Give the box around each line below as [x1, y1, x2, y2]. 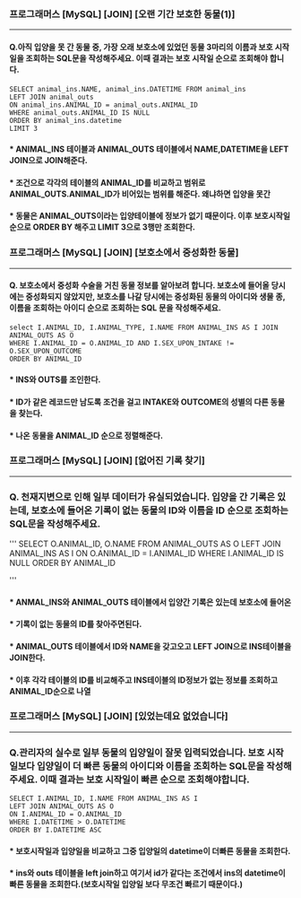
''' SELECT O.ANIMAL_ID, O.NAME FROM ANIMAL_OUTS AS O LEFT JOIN [9, 538, 281, 549]
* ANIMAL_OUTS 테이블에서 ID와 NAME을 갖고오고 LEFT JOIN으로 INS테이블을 [9, 641, 292, 651]
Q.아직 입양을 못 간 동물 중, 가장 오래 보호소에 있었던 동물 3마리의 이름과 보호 [9, 41, 273, 52]
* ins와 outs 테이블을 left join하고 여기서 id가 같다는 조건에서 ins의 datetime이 [9, 867, 286, 878]
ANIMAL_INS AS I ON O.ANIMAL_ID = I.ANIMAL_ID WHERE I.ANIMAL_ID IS [9, 548, 284, 559]
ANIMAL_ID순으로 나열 [9, 685, 91, 696]
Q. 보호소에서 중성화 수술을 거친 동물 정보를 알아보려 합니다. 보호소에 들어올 [9, 280, 271, 291]
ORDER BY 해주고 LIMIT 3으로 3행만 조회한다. [32, 222, 195, 232]
